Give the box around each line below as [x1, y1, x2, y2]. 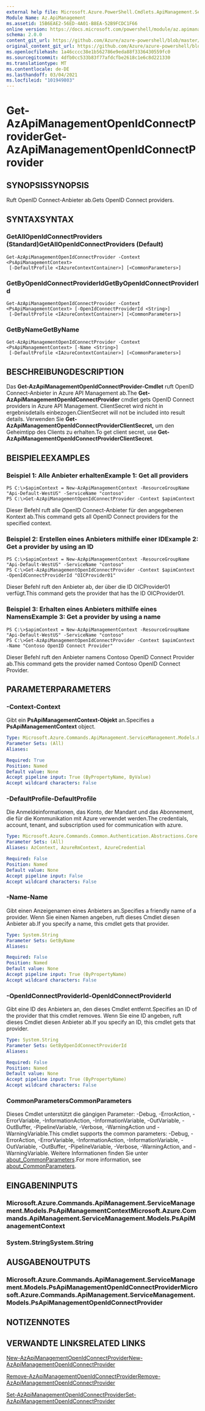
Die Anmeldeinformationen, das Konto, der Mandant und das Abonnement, [6, 808, 194, 815]
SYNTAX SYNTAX [6, 214, 74, 224]
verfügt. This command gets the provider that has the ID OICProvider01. [6, 589, 185, 597]
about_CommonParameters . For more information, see [6, 1156, 142, 1163]
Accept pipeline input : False [6, 872, 84, 879]
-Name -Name [6, 893, 48, 901]
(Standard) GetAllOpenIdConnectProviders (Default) [6, 240, 164, 249]
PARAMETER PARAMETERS [6, 684, 111, 694]
